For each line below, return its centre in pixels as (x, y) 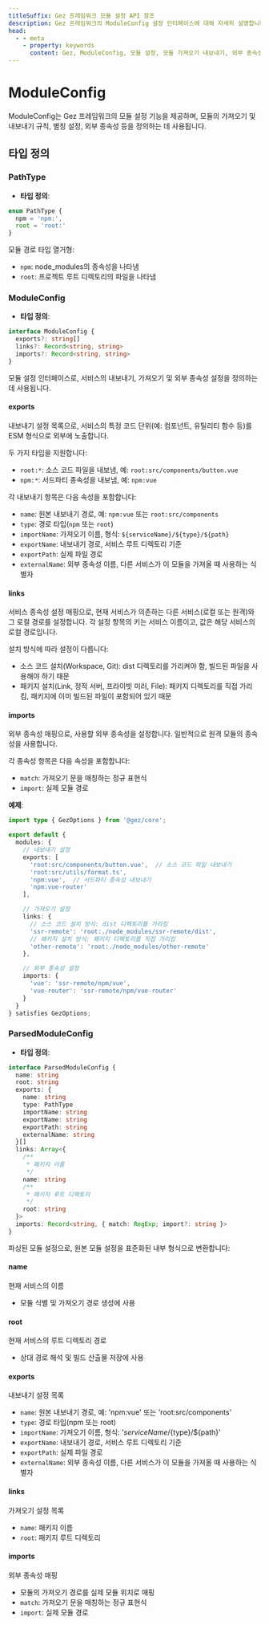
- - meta (30, 38)
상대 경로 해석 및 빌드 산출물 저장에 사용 (82, 1358)
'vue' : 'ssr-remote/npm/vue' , (80, 984)
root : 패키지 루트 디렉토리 (60, 1537)
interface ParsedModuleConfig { (62, 1067)
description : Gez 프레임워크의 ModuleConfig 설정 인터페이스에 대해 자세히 (121, 23)
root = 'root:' (41, 226)
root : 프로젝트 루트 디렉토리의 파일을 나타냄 (88, 277)
